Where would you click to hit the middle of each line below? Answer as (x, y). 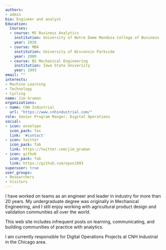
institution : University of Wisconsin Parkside (64, 51)
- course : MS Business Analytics (44, 33)
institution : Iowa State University (52, 65)
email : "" (15, 75)
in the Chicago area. (26, 242)
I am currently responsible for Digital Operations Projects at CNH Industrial (82, 236)
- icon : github (21, 154)
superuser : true (22, 168)
